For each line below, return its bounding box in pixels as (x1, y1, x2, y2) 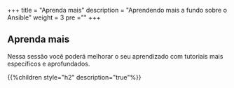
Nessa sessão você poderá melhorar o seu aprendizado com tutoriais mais (7, 52, 223, 60)
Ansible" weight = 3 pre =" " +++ (7, 13, 101, 22)
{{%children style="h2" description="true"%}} (7, 73, 142, 81)
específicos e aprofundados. (7, 59, 90, 68)
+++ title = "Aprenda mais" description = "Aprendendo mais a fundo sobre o (7, 6, 228, 14)
